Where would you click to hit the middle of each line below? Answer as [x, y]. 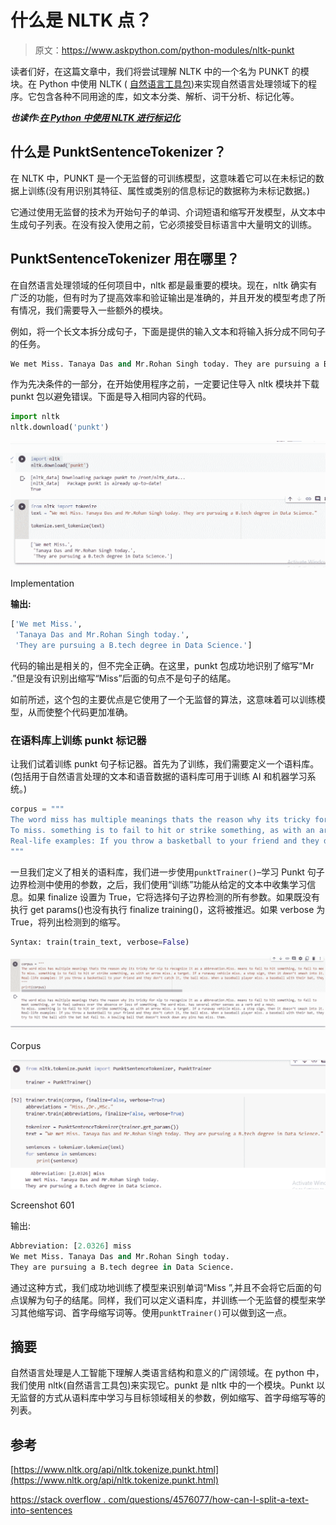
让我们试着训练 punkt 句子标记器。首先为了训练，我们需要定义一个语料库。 [165, 764]
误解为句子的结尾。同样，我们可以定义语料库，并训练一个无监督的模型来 [167, 1300]
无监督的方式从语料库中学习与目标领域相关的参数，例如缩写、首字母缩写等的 [168, 1398]
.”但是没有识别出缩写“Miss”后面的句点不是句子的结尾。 [123, 678]
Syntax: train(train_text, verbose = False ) [100, 942]
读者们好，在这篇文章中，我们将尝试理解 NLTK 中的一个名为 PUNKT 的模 [160, 71]
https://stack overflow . [58, 1500]
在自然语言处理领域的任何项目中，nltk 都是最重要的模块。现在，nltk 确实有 [164, 285]
